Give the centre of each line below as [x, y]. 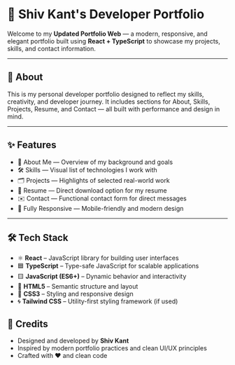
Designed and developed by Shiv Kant [73, 341]
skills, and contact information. [52, 48]
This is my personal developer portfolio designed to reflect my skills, [106, 94]
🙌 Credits [28, 324]
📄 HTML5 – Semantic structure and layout [78, 287]
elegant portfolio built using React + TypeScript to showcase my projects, [114, 41]
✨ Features [32, 145]
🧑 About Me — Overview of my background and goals [95, 162]
